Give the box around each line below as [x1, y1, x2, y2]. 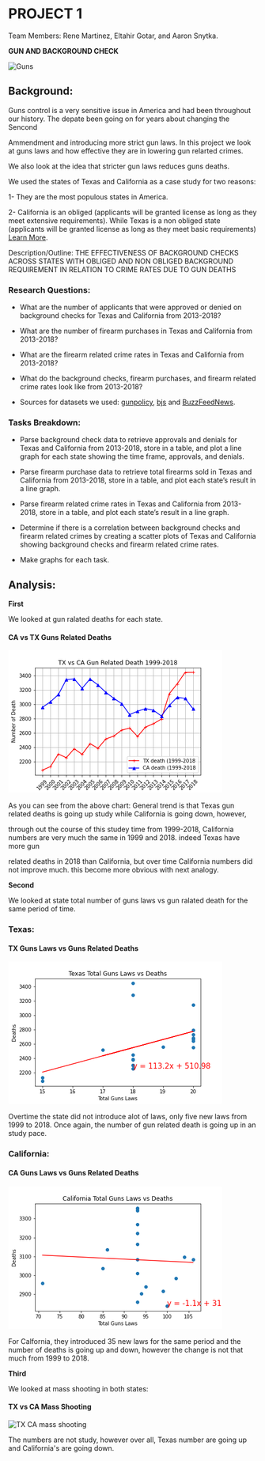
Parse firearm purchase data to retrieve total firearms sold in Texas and [19, 467, 252, 477]
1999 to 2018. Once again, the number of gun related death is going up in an [8, 1120, 256, 1130]
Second [8, 880, 34, 890]
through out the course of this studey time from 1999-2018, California [8, 824, 234, 835]
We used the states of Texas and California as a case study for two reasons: [8, 176, 256, 186]
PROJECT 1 [8, 5, 83, 23]
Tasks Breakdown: [8, 417, 81, 428]
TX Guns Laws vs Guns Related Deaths [8, 943, 139, 953]
